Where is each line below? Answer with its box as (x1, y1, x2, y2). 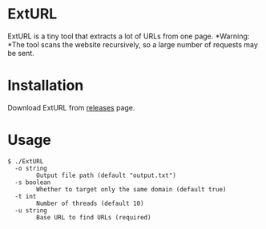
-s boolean (14, 178, 51, 187)
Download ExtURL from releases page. (7, 102, 135, 112)
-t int (14, 192, 37, 200)
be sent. (7, 48, 35, 58)
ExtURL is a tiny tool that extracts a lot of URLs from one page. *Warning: (7, 31, 250, 41)
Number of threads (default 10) (36, 199, 145, 207)
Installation (7, 77, 84, 94)
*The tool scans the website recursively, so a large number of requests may (7, 39, 258, 49)
